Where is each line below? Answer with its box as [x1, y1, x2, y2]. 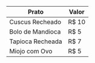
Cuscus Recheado [9, 18, 62, 26]
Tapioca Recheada [9, 37, 62, 46]
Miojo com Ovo [9, 47, 53, 55]
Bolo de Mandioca [9, 28, 61, 35]
